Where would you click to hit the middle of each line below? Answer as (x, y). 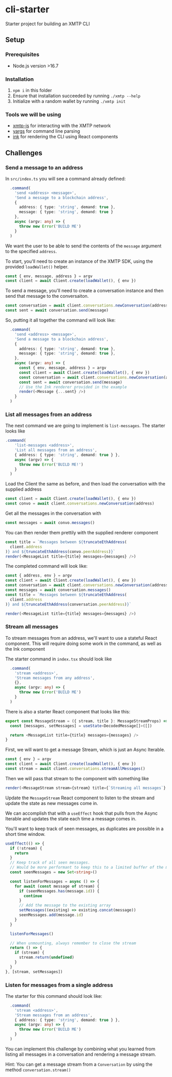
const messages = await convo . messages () (50, 523)
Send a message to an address (44, 167)
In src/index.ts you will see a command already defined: (66, 178)
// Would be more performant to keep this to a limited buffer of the (87, 868)
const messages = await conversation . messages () (58, 590)
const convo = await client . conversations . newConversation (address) (80, 504)
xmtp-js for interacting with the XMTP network (62, 126)
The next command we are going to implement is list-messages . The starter (85, 426)
